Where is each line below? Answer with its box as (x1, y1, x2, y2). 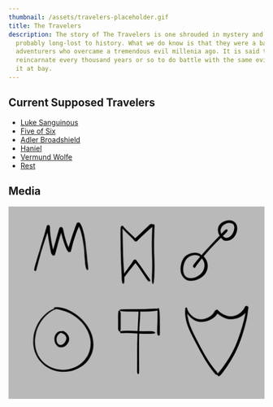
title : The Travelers (8, 21, 82, 30)
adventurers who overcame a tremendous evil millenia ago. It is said (15, 47, 260, 56)
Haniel (19, 143, 42, 153)
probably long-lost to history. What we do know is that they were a (15, 39, 256, 47)
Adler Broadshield (19, 134, 81, 144)
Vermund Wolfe (19, 151, 73, 162)
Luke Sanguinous (19, 117, 79, 127)
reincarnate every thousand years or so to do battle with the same (15, 56, 253, 64)
